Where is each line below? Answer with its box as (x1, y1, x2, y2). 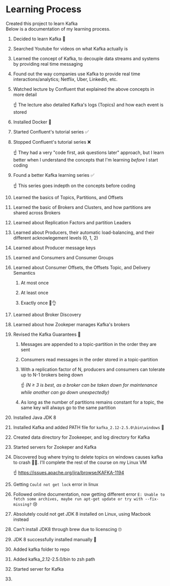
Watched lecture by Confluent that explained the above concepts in (13, 86, 154, 92)
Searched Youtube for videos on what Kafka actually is (13, 45, 128, 51)
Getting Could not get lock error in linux (13, 481, 98, 487)
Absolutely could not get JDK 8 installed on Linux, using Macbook (13, 511, 151, 517)
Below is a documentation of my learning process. (6, 25, 111, 32)
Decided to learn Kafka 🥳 (13, 36, 65, 42)
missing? (13, 502, 32, 507)
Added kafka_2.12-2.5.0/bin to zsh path (13, 556, 95, 562)
